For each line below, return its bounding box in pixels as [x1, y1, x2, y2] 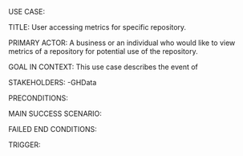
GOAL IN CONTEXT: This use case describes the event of [8, 62, 199, 72]
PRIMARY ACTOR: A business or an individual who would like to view [8, 38, 236, 47]
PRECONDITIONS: [8, 93, 68, 103]
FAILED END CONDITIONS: [8, 125, 98, 133]
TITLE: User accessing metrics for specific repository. [8, 23, 187, 31]
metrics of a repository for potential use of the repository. [8, 47, 198, 55]
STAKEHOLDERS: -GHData [8, 78, 97, 87]
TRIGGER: [8, 140, 42, 150]
